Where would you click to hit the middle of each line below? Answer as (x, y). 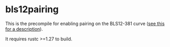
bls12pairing (32, 9)
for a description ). (24, 29)
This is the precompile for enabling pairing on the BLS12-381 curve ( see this (85, 24)
